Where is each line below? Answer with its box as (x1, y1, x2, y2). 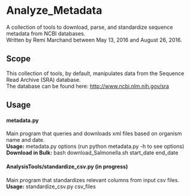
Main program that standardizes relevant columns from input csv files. (6, 176, 180, 183)
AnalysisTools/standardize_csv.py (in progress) (6, 163, 128, 170)
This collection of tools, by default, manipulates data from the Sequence (6, 70, 185, 77)
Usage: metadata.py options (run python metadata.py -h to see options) (6, 142, 185, 150)
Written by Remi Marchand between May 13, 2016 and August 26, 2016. (6, 36, 183, 43)
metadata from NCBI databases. (6, 29, 86, 37)
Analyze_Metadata (6, 4, 102, 17)
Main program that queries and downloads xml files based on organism (6, 130, 182, 137)
